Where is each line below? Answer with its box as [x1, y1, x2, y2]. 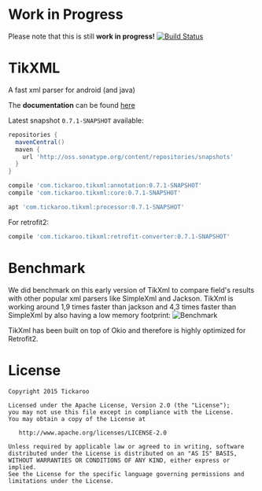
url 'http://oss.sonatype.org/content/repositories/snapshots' [22, 153, 234, 161]
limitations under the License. [8, 477, 114, 485]
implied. [8, 463, 37, 471]
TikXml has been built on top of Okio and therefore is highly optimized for [8, 325, 246, 335]
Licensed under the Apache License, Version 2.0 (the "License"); [8, 401, 231, 409]
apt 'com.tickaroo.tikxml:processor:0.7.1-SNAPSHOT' [8, 203, 185, 211]
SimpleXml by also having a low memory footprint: [8, 310, 172, 319]
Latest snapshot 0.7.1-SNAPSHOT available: [8, 116, 144, 125]
